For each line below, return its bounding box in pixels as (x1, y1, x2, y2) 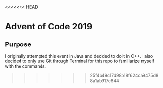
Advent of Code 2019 (5, 21, 93, 32)
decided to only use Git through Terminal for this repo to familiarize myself (5, 58, 155, 64)
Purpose (5, 40, 32, 48)
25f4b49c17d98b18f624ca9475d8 (90, 73, 159, 78)
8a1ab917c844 (90, 78, 120, 84)
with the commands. (5, 63, 46, 69)
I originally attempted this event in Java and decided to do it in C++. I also (5, 53, 153, 59)
